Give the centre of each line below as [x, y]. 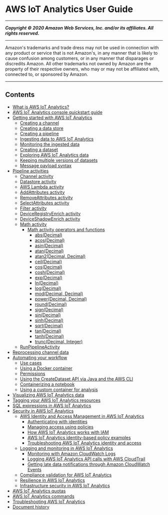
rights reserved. [22, 33]
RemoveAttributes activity [46, 197]
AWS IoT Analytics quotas [39, 491]
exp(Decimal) [48, 278]
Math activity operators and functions [66, 229]
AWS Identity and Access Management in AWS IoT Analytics [82, 416]
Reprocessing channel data [40, 352]
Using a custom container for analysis [59, 390]
